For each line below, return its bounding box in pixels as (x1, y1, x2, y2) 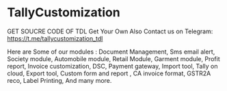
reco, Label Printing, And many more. (7, 76, 112, 84)
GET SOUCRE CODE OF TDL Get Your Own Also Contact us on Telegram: (7, 27, 213, 35)
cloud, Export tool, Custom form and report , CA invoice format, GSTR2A (7, 69, 211, 77)
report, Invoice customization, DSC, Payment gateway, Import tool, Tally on (7, 62, 218, 70)
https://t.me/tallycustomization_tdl (7, 34, 103, 42)
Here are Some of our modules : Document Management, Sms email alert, (7, 48, 215, 56)
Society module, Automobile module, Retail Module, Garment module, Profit (7, 54, 220, 62)
